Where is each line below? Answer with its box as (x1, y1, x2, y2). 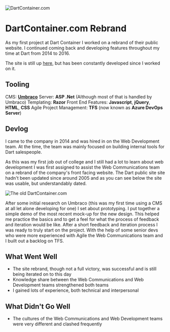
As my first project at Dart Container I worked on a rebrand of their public (5, 39, 158, 45)
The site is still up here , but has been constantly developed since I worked (5, 60, 160, 66)
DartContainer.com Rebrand (5, 23, 127, 35)
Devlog (5, 124, 28, 134)
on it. (5, 65, 16, 72)
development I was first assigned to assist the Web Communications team (5, 164, 160, 170)
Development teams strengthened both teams (12, 282, 109, 288)
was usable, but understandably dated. (5, 180, 87, 186)
